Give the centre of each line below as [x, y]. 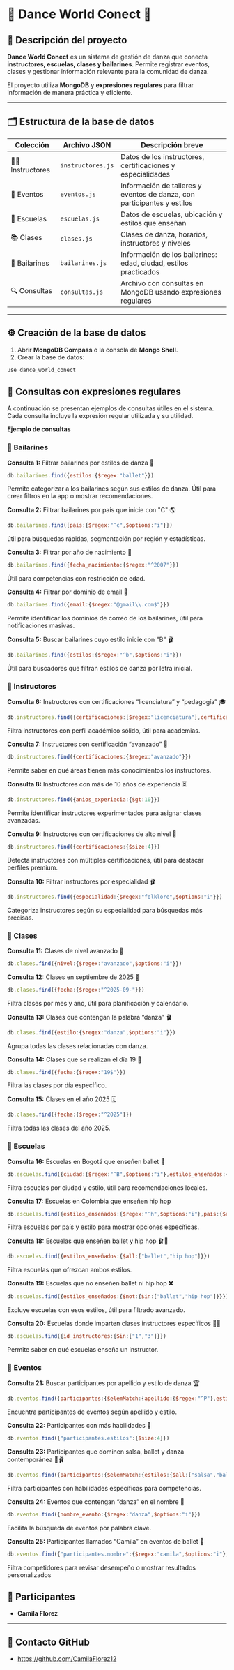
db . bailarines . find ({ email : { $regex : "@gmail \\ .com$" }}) [88, 605]
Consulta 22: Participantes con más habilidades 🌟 [79, 1426]
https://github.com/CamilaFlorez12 [67, 1659]
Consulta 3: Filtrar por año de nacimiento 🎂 [70, 552]
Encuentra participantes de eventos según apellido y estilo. [92, 1412]
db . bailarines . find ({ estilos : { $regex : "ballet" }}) [81, 475]
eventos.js [78, 194]
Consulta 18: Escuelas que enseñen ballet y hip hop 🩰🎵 [88, 1241]
